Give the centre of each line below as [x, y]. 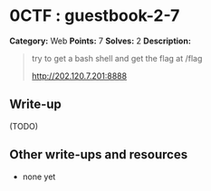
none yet [39, 177]
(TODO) [24, 126]
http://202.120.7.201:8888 [79, 76]
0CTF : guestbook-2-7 [95, 16]
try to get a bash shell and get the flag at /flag [117, 58]
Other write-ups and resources [99, 155]
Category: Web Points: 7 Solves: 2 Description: [101, 41]
